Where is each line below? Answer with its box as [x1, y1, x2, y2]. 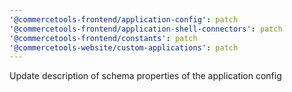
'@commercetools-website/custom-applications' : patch [9, 42, 239, 53]
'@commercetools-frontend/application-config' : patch [9, 14, 239, 25]
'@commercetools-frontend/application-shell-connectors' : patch [9, 24, 283, 34]
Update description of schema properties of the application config [9, 70, 282, 82]
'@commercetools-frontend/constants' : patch [9, 33, 198, 43]
